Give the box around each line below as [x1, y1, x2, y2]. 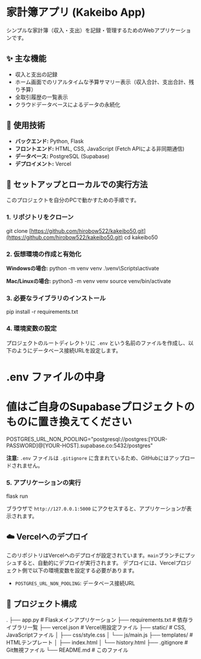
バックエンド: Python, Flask [14, 137, 84, 145]
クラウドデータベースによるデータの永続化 [14, 101, 120, 108]
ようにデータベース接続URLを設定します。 [16, 346, 122, 354]
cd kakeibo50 [124, 234, 158, 241]
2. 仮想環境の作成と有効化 [6, 250, 82, 258]
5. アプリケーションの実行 [6, 478, 81, 486]
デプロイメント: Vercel [14, 160, 72, 167]
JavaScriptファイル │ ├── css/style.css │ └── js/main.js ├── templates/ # [6, 631, 193, 638]
